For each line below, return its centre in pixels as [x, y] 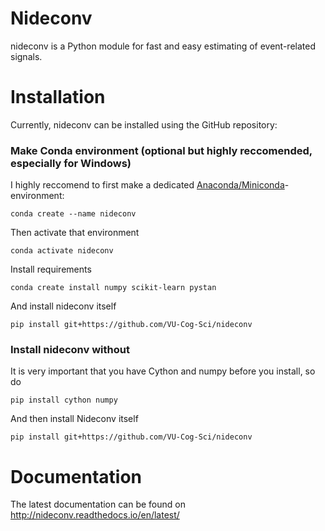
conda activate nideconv [62, 251]
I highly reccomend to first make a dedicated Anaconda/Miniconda [147, 185]
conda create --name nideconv [73, 214]
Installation [58, 97]
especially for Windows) [71, 163]
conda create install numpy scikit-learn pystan [113, 288]
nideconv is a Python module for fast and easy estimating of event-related [163, 46]
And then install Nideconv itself [74, 419]
